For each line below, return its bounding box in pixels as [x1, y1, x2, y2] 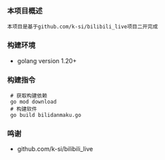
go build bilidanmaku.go [10, 111, 81, 118]
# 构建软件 [10, 105, 38, 113]
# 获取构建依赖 [10, 92, 47, 99]
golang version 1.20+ [16, 56, 77, 65]
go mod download [10, 98, 57, 105]
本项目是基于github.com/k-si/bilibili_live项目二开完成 [7, 23, 158, 30]
